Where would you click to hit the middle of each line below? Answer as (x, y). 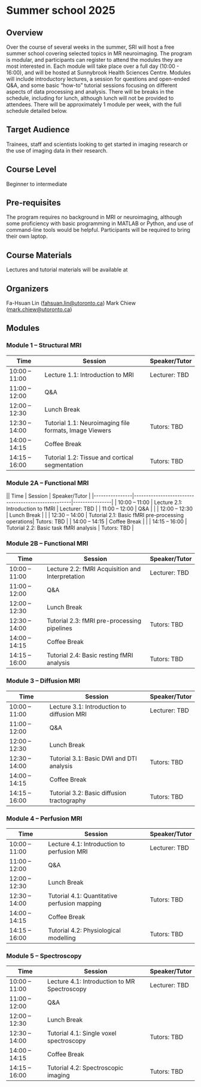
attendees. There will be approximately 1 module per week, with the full (94, 104)
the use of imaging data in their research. (57, 150)
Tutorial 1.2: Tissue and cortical (89, 457)
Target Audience (38, 130)
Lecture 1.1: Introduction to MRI (89, 375)
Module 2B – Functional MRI (47, 543)
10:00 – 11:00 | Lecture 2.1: (150, 503)
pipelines (60, 628)
